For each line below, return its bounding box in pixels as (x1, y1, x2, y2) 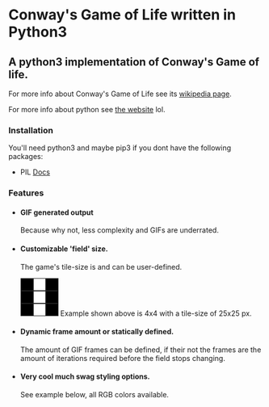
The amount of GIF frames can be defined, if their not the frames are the (19, 345, 262, 355)
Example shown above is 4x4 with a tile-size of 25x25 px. (60, 308, 252, 318)
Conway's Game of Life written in (8, 6, 237, 24)
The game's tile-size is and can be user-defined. (19, 262, 183, 271)
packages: (8, 152, 44, 162)
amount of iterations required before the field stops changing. (19, 353, 226, 363)
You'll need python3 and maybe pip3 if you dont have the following (8, 143, 232, 153)
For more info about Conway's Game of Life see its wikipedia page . (8, 89, 232, 99)
